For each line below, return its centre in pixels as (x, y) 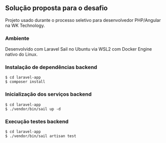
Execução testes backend (37, 121)
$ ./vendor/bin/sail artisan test (41, 136)
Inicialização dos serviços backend (48, 94)
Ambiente (17, 38)
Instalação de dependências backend (51, 68)
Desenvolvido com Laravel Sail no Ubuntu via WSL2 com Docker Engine (79, 49)
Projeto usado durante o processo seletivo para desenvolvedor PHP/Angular (83, 20)
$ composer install (25, 82)
